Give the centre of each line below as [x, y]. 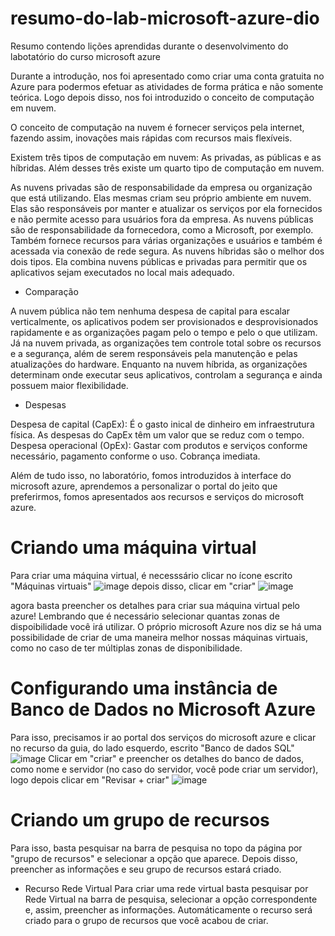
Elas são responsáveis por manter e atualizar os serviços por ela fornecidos [166, 208]
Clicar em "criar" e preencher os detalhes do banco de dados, [176, 758]
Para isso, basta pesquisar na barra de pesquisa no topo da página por [156, 848]
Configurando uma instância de [144, 688]
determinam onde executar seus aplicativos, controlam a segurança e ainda [166, 374]
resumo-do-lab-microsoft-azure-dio [165, 18]
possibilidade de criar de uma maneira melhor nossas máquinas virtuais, [159, 637]
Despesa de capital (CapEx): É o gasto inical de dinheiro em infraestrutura [162, 424]
